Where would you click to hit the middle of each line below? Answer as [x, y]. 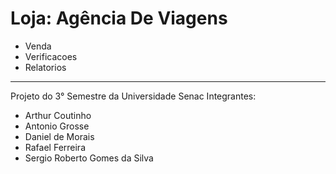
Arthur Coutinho [58, 115]
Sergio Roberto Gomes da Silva [89, 158]
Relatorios [45, 67]
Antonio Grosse [57, 126]
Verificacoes [51, 56]
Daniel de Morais [59, 136]
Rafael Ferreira [55, 147]
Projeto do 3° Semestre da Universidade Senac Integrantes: [133, 96]
